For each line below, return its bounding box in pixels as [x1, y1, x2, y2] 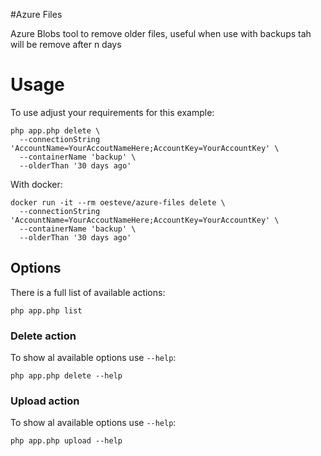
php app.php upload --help [10, 436, 123, 446]
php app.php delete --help [10, 371, 123, 381]
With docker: [10, 178, 63, 190]
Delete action [10, 329, 77, 343]
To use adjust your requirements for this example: [10, 106, 215, 118]
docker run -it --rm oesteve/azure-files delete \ [10, 197, 226, 208]
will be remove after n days [10, 39, 122, 50]
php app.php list [10, 305, 83, 316]
